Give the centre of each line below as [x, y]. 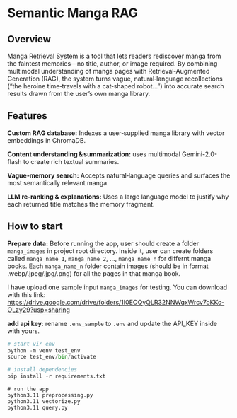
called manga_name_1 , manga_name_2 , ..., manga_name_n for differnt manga [109, 258]
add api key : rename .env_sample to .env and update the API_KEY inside [112, 323]
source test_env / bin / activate [52, 357]
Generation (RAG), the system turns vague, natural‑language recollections [115, 79]
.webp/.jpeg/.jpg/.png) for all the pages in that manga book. [94, 273]
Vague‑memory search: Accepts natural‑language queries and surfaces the [119, 175]
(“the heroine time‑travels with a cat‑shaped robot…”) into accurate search [116, 86]
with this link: [27, 294]
